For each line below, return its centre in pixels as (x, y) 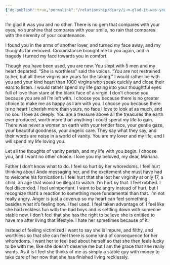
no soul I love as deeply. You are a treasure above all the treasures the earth (84, 114)
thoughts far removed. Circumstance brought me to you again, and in (77, 50)
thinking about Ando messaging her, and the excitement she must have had (84, 172)
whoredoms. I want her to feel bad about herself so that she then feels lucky (85, 241)
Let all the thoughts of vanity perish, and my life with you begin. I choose (81, 151)
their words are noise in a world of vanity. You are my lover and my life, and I (85, 136)
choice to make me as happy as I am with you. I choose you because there (83, 103)
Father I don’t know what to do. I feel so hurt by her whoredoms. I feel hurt (83, 166)
